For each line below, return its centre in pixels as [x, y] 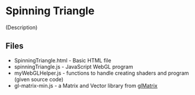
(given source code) [39, 79]
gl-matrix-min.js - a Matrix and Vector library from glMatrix [86, 85]
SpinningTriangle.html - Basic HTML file [63, 60]
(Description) [22, 27]
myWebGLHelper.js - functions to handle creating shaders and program [101, 73]
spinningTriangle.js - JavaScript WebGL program [73, 66]
